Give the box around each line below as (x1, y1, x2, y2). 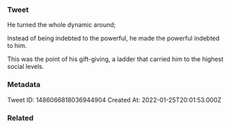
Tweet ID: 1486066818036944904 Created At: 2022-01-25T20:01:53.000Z (7, 95, 222, 104)
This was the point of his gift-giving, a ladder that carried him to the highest (7, 55, 224, 63)
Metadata (7, 80, 40, 90)
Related (7, 113, 34, 122)
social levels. (7, 63, 45, 71)
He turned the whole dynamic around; (7, 21, 116, 29)
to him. (7, 42, 27, 50)
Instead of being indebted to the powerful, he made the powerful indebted (7, 34, 220, 42)
